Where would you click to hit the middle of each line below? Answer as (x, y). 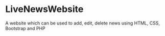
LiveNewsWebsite (44, 9)
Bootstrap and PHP (25, 28)
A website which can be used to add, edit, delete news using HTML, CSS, (82, 23)
